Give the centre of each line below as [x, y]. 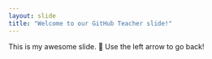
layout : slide [32, 16]
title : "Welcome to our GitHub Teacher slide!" [91, 23]
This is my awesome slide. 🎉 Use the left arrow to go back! [106, 46]
